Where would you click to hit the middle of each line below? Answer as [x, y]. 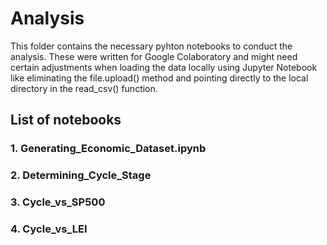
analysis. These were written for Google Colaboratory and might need [154, 56]
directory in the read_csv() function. [84, 88]
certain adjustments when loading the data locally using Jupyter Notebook [164, 67]
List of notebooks [66, 120]
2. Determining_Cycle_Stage [81, 175]
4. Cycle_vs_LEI [49, 229]
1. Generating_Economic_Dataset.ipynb [108, 149]
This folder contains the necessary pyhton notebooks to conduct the [151, 46]
